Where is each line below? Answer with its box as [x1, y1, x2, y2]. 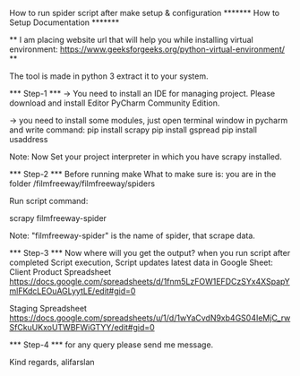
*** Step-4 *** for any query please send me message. [9, 339, 214, 350]
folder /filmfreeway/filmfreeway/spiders [9, 178, 155, 189]
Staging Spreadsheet [9, 303, 88, 313]
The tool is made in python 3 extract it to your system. [9, 71, 209, 81]
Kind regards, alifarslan [9, 357, 96, 367]
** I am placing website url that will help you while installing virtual [9, 35, 253, 45]
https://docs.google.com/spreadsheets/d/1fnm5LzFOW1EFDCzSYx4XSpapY [9, 277, 290, 286]
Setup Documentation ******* [9, 17, 120, 28]
